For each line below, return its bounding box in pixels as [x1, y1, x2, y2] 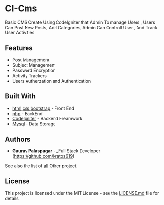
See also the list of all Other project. [5, 163, 78, 169]
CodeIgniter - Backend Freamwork [12, 116, 82, 121]
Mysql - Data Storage [12, 121, 56, 127]
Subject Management [12, 62, 56, 68]
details [5, 195, 19, 202]
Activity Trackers [12, 72, 47, 79]
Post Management [12, 57, 50, 63]
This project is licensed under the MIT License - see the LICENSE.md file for [5, 190, 159, 196]
